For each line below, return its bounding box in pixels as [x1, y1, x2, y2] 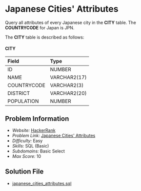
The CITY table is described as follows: [5, 34, 84, 40]
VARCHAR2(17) [50, 74, 87, 81]
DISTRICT [7, 90, 30, 97]
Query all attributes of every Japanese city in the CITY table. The [5, 20, 137, 25]
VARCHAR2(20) [50, 90, 87, 97]
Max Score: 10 [12, 153, 41, 159]
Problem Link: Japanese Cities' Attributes [12, 132, 96, 138]
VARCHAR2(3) [50, 82, 84, 89]
